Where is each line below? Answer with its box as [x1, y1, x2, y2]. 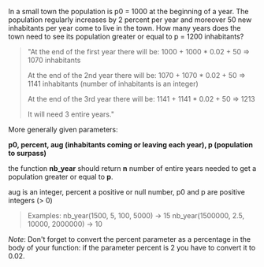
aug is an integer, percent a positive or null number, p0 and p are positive [8, 187, 246, 196]
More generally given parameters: [8, 125, 118, 134]
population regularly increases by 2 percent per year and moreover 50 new [8, 15, 252, 24]
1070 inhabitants [27, 55, 81, 65]
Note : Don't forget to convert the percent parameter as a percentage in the [8, 235, 251, 243]
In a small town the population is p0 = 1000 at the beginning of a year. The [8, 7, 249, 16]
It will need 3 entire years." [27, 109, 114, 119]
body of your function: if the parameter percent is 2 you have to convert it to [8, 243, 256, 252]
